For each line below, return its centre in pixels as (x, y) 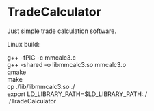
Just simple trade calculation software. (62, 31)
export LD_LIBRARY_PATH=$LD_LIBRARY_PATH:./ (77, 94)
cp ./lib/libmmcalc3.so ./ (41, 86)
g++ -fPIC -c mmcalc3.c (42, 57)
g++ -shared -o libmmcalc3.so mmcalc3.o (67, 64)
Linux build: (23, 44)
